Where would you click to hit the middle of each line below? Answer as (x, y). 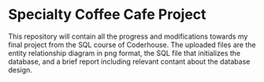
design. (20, 69)
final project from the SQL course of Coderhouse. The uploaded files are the (132, 44)
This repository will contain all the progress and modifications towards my (128, 36)
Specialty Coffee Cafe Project (107, 15)
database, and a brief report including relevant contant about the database (129, 61)
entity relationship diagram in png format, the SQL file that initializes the (125, 53)
